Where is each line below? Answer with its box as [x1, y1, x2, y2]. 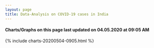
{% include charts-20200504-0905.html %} [5, 38, 94, 44]
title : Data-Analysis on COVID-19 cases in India [5, 12, 109, 17]
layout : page [5, 7, 32, 12]
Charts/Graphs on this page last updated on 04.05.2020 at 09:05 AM [5, 27, 150, 33]
